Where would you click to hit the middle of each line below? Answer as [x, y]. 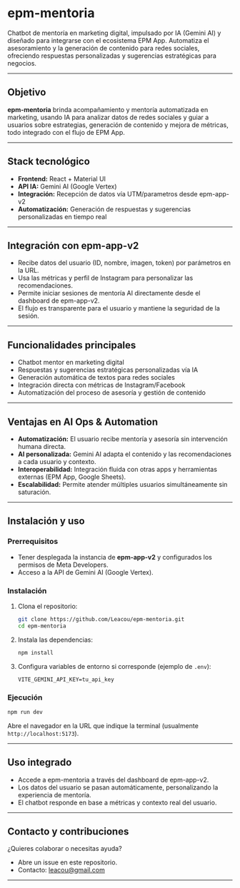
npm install [35, 652]
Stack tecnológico [49, 162]
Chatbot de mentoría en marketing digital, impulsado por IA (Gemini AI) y [114, 33]
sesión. [28, 316]
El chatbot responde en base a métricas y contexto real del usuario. [117, 802]
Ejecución [25, 697]
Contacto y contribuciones [68, 831]
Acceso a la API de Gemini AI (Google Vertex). [85, 572]
